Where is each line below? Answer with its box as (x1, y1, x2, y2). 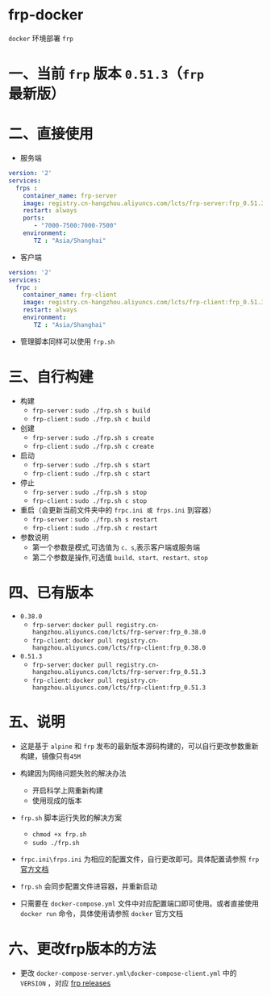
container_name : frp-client (23, 291, 117, 299)
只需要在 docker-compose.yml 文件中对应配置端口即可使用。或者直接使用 (19, 898, 260, 908)
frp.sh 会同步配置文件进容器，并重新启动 (19, 881, 157, 891)
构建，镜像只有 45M (19, 751, 81, 760)
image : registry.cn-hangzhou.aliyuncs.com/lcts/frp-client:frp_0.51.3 (23, 299, 265, 307)
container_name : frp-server (23, 191, 117, 199)
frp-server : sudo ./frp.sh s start (31, 459, 151, 469)
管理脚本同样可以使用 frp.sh (19, 337, 115, 346)
